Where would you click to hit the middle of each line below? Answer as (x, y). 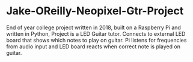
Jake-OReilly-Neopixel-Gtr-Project (95, 11)
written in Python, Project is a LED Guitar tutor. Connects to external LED (96, 33)
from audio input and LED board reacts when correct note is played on (93, 46)
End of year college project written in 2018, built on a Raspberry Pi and (94, 27)
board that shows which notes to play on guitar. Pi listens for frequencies (96, 40)
